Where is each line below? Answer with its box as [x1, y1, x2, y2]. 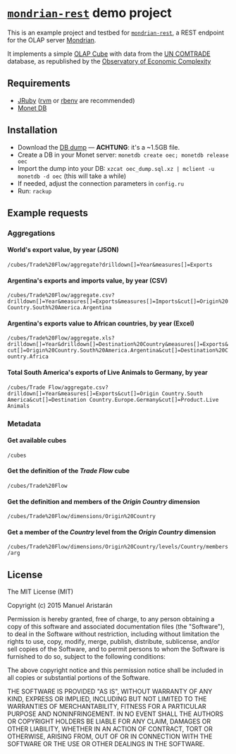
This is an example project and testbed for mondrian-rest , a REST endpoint [7, 28, 224, 37]
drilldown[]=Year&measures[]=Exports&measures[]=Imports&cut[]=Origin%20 [7, 298, 229, 305]
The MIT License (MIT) [7, 587, 74, 596]
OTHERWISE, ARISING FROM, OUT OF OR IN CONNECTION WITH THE [7, 732, 213, 741]
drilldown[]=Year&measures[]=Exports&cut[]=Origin [7, 390, 159, 397]
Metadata [7, 419, 41, 429]
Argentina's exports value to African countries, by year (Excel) [7, 319, 195, 328]
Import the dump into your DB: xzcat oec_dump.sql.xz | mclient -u [17, 164, 215, 172]
